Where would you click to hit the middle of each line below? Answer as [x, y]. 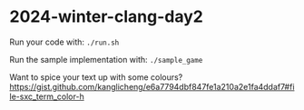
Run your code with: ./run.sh [64, 42]
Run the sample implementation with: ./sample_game [106, 59]
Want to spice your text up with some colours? [96, 77]
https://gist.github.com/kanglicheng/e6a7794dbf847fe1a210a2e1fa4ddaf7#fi [152, 86]
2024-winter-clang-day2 [107, 17]
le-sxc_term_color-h [47, 96]
